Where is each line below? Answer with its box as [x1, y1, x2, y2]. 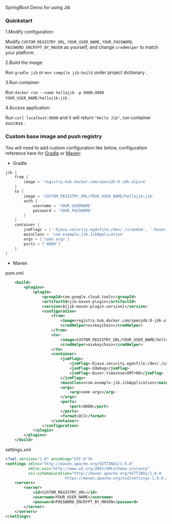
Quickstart [5, 17, 33, 24]
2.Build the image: [5, 59, 44, 66]
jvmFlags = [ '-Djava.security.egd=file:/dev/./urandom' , [24, 227, 147, 232]
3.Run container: [5, 79, 40, 86]
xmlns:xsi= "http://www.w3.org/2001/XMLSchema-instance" [28, 466, 150, 471]
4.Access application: [5, 105, 51, 111]
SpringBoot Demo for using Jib [5, 5, 71, 10]
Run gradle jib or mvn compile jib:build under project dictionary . [5, 69, 147, 76]
